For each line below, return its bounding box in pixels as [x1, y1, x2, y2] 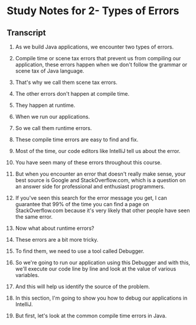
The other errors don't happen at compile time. [15, 90, 130, 97]
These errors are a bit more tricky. [15, 236, 99, 243]
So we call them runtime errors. [15, 125, 92, 131]
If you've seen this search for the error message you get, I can [15, 194, 167, 201]
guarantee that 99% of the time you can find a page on [15, 201, 149, 207]
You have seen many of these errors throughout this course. [15, 159, 162, 166]
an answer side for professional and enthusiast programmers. [15, 183, 165, 190]
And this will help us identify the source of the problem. [15, 283, 150, 290]
